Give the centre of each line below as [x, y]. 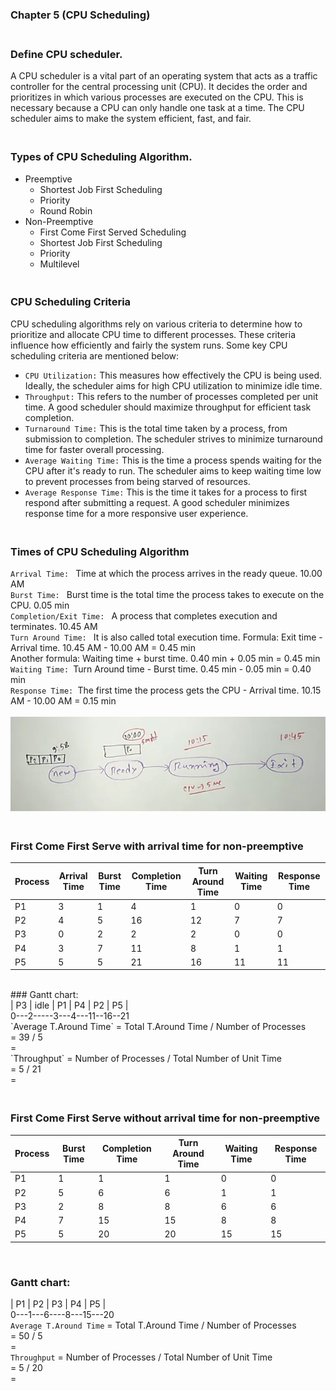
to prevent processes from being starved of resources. [137, 481]
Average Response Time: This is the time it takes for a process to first [166, 492]
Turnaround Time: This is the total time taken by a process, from [156, 428]
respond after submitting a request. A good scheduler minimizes [157, 502]
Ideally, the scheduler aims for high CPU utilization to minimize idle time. [173, 385]
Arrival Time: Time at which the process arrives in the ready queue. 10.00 [166, 574]
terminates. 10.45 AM [54, 627]
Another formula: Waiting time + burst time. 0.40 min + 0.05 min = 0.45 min [165, 659]
